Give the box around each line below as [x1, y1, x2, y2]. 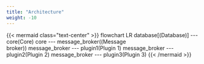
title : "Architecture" [6, 9, 64, 15]
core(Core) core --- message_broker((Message [6, 38, 127, 45]
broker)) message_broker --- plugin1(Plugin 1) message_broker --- [6, 44, 174, 52]
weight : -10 [6, 15, 37, 21]
